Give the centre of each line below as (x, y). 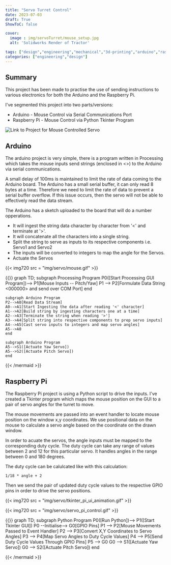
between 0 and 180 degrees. (35, 457)
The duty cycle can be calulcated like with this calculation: (66, 467)
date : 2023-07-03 (24, 15)
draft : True (18, 19)
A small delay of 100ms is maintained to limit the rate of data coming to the (83, 179)
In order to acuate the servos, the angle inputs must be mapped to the (79, 440)
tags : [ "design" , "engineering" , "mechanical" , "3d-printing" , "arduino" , (82, 52)
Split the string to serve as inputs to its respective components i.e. (82, 242)
